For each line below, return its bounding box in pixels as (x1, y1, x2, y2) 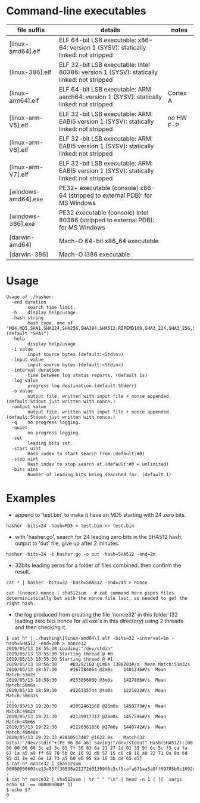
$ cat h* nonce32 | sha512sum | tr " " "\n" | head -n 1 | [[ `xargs (6, 776, 183, 782)
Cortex (167, 88, 187, 97)
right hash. (6, 600, 36, 606)
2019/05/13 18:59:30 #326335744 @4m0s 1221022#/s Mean (6, 687, 167, 694)
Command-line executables (6, 4, 146, 18)
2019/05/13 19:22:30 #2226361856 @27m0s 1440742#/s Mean (6, 724, 167, 730)
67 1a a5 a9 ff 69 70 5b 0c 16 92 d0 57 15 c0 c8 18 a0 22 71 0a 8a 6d (6, 750, 187, 756)
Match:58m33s (6, 692, 39, 698)
